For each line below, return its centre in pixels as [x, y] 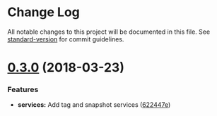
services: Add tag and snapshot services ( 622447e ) [94, 105]
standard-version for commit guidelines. [66, 39]
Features [23, 90]
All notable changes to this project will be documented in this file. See [109, 32]
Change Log [43, 12]
